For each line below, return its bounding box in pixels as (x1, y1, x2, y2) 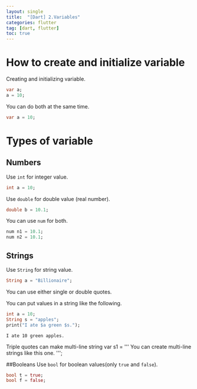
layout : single (6, 8, 44, 15)
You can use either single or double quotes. (6, 288, 112, 295)
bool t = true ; (6, 372, 44, 378)
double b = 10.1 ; (6, 207, 49, 213)
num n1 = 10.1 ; (6, 229, 44, 235)
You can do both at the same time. (6, 103, 90, 110)
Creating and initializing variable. (6, 75, 86, 83)
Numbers (6, 157, 41, 168)
